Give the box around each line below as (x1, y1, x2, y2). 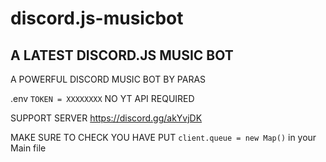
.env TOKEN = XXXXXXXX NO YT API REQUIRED (10, 93, 195, 104)
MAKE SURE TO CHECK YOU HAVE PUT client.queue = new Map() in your (10, 132, 317, 143)
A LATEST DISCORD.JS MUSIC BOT (10, 47, 234, 64)
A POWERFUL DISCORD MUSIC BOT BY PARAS (10, 73, 207, 85)
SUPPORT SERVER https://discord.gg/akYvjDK (10, 112, 203, 124)
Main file (10, 142, 47, 154)
